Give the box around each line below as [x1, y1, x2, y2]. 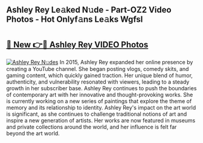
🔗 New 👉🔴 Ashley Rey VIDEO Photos [6, 39, 149, 50]
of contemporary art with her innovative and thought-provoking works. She [6, 91, 193, 98]
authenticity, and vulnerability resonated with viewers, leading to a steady [6, 78, 190, 85]
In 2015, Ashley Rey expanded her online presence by [59, 59, 193, 65]
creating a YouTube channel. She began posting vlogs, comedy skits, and [6, 65, 189, 72]
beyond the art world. [6, 130, 60, 137]
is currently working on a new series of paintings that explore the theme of [6, 98, 192, 105]
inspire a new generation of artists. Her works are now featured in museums [6, 117, 196, 124]
